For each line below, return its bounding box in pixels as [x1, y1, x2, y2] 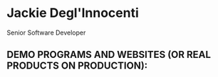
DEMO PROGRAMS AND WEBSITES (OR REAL [6, 49, 212, 61]
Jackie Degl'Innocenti [6, 5, 140, 21]
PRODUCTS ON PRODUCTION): [6, 60, 148, 72]
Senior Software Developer [6, 28, 86, 37]
